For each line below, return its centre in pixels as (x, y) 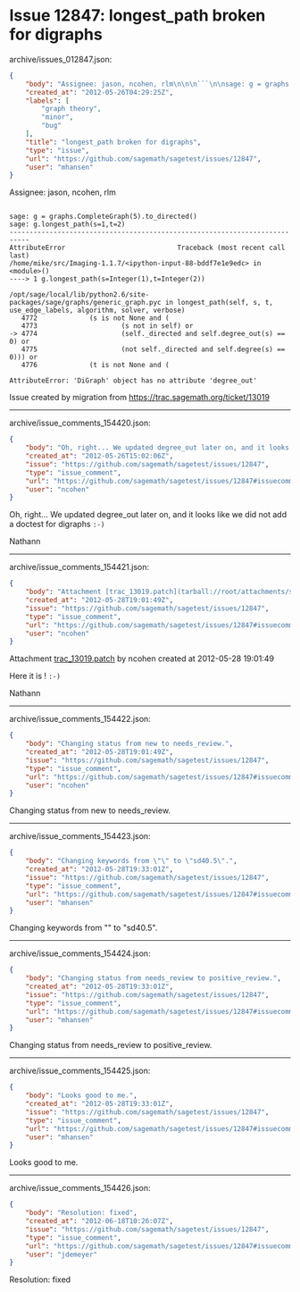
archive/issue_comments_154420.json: (80, 423)
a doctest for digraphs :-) (57, 524)
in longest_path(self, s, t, (219, 303)
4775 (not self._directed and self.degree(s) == (153, 349)
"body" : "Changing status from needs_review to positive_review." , (153, 978)
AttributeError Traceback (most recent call (147, 248)
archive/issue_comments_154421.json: (79, 567)
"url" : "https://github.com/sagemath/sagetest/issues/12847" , (143, 159)
